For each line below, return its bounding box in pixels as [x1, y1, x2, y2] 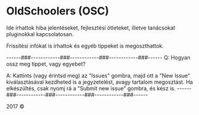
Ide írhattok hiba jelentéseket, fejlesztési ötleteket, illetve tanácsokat [6, 24, 176, 31]
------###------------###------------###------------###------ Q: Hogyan [6, 54, 191, 61]
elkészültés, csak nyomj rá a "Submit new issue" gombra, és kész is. [6, 84, 176, 92]
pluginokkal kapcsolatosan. [6, 30, 74, 37]
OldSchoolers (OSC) [6, 4, 109, 18]
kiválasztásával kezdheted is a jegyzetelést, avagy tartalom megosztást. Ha [6, 78, 194, 85]
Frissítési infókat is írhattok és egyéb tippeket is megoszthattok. [6, 42, 164, 49]
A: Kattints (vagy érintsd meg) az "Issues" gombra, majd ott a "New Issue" [6, 72, 191, 79]
